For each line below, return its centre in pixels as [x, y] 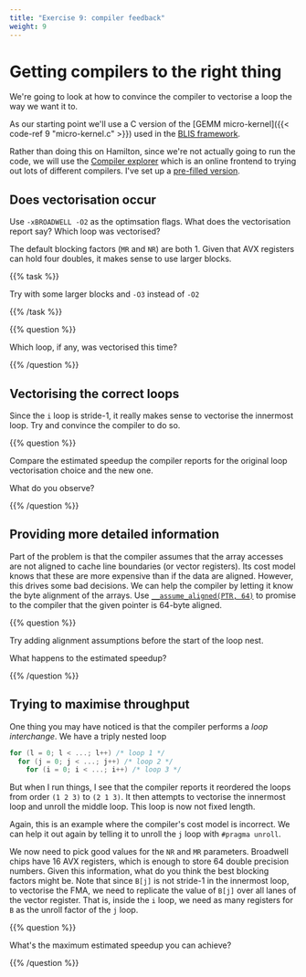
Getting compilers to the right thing [146, 72]
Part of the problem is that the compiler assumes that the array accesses [147, 556]
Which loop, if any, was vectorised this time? [94, 347]
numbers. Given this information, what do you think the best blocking [139, 871]
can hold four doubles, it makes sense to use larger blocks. [121, 259]
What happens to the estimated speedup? [88, 657]
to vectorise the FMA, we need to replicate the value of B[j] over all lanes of [153, 890]
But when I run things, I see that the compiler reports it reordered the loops [150, 787]
